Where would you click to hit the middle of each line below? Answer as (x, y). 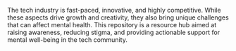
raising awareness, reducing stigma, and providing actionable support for (114, 32)
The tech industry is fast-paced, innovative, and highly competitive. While (114, 10)
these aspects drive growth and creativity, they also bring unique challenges (118, 17)
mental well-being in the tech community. (68, 40)
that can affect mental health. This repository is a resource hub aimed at (112, 25)
